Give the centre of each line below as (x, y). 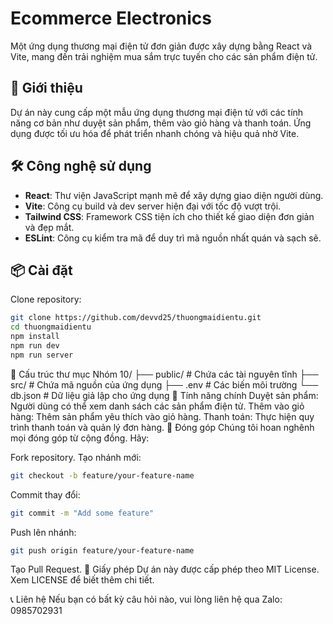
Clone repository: (46, 299)
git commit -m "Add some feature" (82, 513)
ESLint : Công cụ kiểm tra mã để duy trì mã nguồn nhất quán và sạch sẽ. (173, 238)
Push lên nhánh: (43, 532)
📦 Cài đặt (41, 270)
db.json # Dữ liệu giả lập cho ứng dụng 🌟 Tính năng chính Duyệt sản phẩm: (164, 395)
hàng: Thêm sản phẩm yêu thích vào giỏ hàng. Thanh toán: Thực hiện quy (162, 416)
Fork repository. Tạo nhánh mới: (76, 457)
